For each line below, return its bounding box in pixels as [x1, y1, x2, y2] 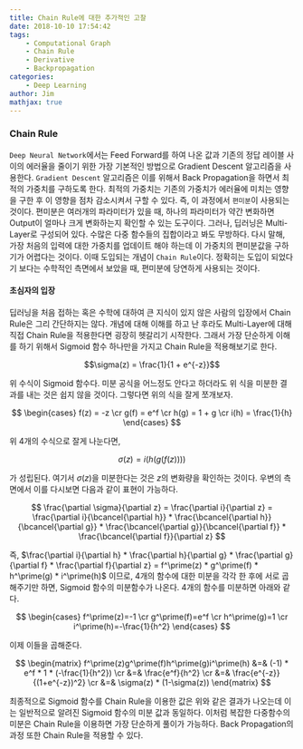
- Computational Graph [25, 38, 111, 48]
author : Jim [9, 89, 54, 98]
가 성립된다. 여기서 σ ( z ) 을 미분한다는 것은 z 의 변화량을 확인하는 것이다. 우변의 [9, 472, 282, 483]
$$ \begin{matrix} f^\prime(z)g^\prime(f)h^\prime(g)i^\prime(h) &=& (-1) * [14, 657, 289, 668]
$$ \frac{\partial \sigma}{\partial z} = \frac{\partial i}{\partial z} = [31, 501, 273, 512]
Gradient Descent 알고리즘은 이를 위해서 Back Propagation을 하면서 [35, 171, 280, 182]
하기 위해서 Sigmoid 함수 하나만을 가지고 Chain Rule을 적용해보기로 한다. [18, 341, 278, 352]
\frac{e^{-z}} [232, 667, 280, 678]
